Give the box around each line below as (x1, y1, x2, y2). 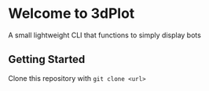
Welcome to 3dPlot (8, 5, 135, 23)
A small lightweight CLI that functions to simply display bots (8, 30, 202, 40)
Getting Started (8, 53, 86, 66)
